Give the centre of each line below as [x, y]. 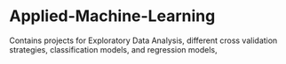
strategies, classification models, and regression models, [113, 49]
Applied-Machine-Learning [112, 16]
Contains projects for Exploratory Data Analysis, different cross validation [143, 40]
